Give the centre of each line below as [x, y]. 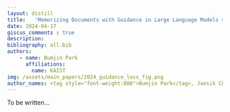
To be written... [28, 102]
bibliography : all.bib [39, 45]
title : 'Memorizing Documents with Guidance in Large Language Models [113, 20]
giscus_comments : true [41, 32]
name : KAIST [49, 70]
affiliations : [46, 64]
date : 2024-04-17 [32, 26]
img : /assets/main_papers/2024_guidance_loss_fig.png [86, 77]
